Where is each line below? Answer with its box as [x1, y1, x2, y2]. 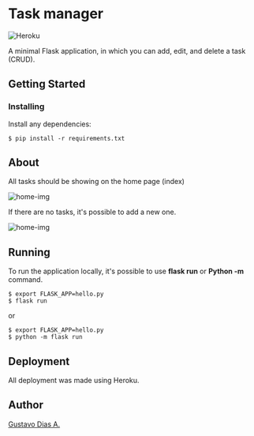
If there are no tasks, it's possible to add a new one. [8, 207, 177, 217]
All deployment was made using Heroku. [8, 376, 140, 385]
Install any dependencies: [8, 119, 92, 129]
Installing [8, 101, 45, 112]
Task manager [8, 5, 104, 23]
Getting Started [8, 77, 86, 91]
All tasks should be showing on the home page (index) [8, 177, 185, 186]
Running [8, 246, 51, 259]
